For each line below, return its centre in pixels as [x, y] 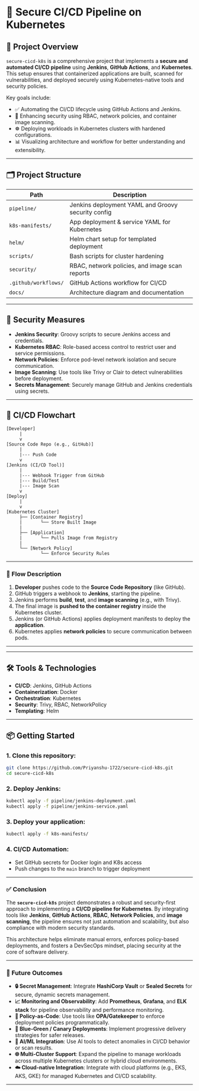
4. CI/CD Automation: [38, 849]
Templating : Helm [37, 711]
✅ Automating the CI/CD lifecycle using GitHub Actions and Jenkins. [98, 109]
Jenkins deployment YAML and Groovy [124, 204]
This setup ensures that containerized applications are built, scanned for [94, 73]
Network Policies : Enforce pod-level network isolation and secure [95, 360]
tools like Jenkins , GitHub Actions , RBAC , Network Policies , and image [94, 915]
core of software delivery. [38, 952]
